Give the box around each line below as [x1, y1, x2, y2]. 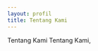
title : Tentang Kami [7, 17, 68, 24]
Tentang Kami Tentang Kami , [7, 36, 92, 44]
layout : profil [7, 10, 52, 17]
